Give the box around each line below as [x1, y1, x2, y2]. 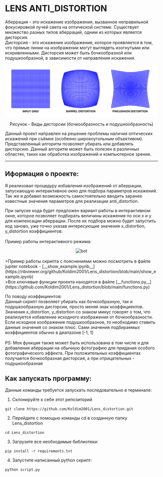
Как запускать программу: [5, 374, 92, 382]
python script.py [5, 467, 40, 472]
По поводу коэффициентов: [5, 293, 62, 299]
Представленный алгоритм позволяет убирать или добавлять [5, 141, 134, 147]
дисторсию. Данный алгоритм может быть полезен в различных [5, 146, 140, 152]
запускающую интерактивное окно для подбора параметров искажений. [5, 188, 158, 194]
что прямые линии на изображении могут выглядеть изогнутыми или [5, 45, 149, 50]
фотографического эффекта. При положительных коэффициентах [5, 350, 141, 356]
